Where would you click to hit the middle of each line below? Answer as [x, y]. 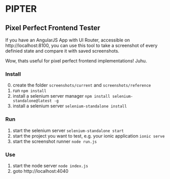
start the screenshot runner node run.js [55, 141]
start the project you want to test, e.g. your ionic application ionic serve [89, 136]
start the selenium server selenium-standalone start [68, 130]
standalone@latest [32, 101]
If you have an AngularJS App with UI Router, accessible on [68, 40]
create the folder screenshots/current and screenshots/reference [82, 85]
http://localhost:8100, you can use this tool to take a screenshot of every [81, 46]
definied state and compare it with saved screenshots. [62, 51]
